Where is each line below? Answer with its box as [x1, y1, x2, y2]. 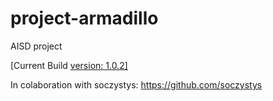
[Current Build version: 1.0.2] [10, 59, 128, 71]
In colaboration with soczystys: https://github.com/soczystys [10, 78, 263, 91]
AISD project [10, 40, 63, 52]
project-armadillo [10, 7, 159, 30]
